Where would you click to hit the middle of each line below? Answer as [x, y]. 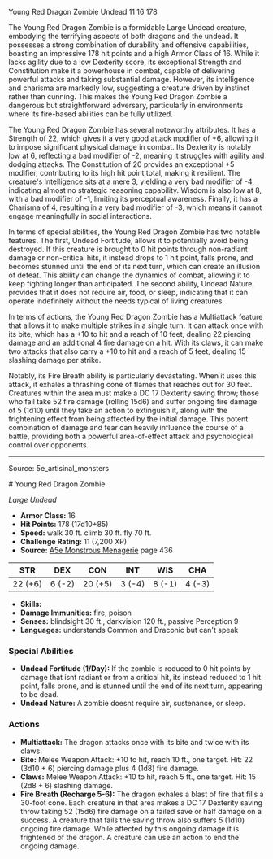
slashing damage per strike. [55, 360]
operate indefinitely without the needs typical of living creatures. [117, 301]
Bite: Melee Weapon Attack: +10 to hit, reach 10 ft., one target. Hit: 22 [136, 759]
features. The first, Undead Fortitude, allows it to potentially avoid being [128, 240]
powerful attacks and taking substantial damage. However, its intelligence [132, 79]
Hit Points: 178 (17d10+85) [64, 524]
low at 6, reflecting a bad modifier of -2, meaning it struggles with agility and [136, 155]
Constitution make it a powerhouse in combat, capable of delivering [122, 71]
